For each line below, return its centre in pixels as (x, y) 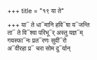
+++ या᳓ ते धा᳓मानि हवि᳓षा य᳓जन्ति (48, 25)
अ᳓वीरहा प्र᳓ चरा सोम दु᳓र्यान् (39, 48)
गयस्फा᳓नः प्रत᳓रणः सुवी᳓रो (37, 40)
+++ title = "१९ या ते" (36, 11)
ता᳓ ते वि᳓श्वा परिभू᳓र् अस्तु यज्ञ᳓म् (45, 32)
